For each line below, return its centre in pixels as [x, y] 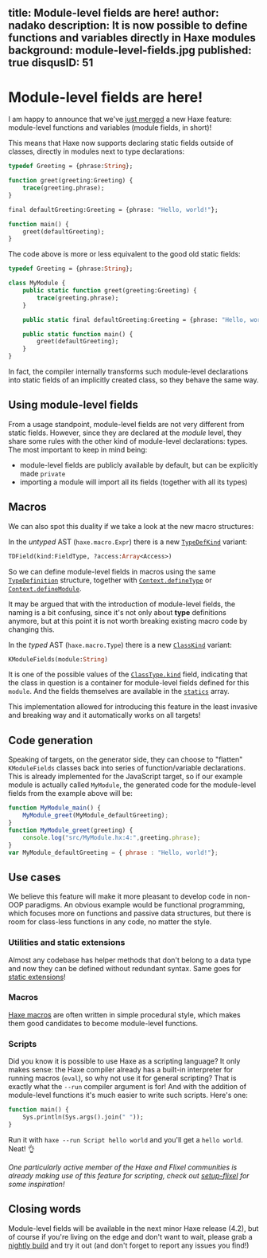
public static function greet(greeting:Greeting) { [110, 291]
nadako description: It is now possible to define [128, 26]
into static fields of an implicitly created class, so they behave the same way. [134, 380]
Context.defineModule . [45, 588]
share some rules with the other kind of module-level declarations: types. [128, 441]
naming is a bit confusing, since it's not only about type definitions [117, 612]
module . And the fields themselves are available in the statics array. [119, 692]
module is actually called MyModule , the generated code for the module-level [132, 785]
